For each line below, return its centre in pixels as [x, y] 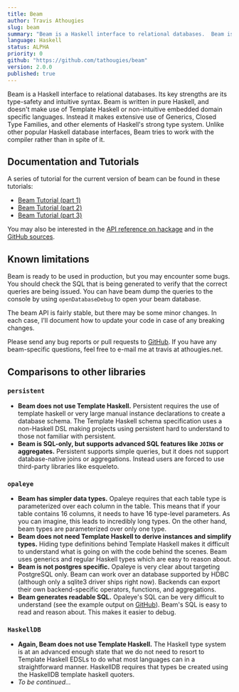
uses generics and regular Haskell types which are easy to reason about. [124, 559]
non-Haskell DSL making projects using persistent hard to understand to [123, 428]
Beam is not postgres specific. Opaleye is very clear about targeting [119, 567]
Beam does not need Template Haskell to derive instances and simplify [124, 537]
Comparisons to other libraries [76, 372]
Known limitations [48, 259]
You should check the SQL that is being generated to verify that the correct [117, 284]
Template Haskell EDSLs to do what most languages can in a [106, 659]
